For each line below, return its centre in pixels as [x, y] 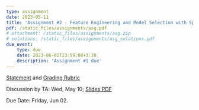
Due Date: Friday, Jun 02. [37, 100]
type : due [29, 50]
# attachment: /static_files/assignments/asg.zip [69, 34]
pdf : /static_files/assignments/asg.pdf [57, 28]
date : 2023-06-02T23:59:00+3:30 [57, 55]
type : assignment [28, 11]
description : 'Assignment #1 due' [59, 61]
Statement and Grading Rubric [43, 78]
